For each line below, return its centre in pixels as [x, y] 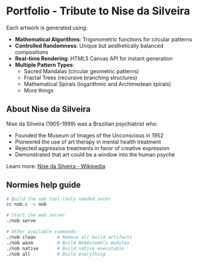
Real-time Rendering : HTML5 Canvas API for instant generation [94, 58]
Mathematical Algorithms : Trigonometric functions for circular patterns [103, 39]
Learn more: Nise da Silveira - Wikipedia [56, 166]
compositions [32, 52]
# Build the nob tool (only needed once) [59, 199]
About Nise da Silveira [48, 109]
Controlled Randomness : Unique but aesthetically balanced [89, 46]
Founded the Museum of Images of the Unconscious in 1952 [89, 135]
